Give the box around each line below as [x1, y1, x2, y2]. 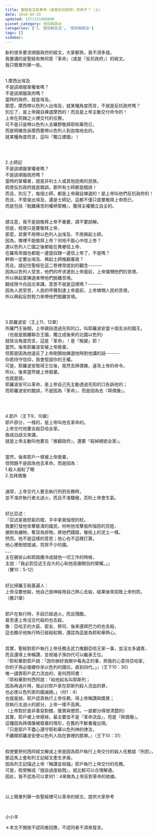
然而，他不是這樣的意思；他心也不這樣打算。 [5, 535, 97, 541]
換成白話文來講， [5, 431, 40, 437]
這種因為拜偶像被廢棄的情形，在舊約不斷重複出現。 [5, 720, 110, 726]
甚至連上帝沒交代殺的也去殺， [5, 617, 66, 623]
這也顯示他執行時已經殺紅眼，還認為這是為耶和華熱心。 [5, 629, 119, 635]
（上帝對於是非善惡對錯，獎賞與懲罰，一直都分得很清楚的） [5, 707, 128, 713]
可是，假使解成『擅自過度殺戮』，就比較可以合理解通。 [5, 767, 117, 773]
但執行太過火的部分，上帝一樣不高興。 [5, 701, 84, 707]
